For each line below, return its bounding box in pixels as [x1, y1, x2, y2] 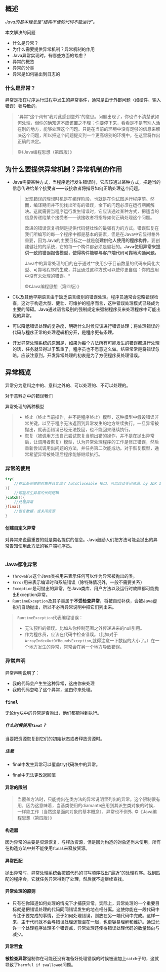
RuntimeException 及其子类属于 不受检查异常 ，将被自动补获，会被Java [12, 598, 153, 604]
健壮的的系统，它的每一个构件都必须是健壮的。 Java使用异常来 [29, 243, 157, 249]
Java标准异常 [5, 561, 38, 568]
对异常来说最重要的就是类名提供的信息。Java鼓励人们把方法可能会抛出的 [5, 537, 154, 543]
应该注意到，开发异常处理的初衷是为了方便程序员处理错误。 [21, 352, 142, 358]
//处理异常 [14, 500, 34, 505]
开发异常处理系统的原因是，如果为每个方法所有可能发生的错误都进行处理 [12, 340, 160, 346]
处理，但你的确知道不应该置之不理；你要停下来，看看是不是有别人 [21, 120, 156, 126]
